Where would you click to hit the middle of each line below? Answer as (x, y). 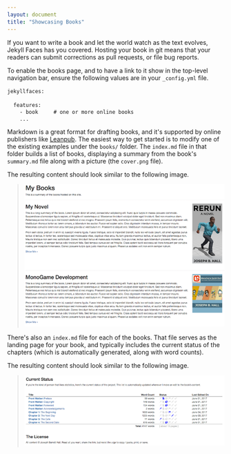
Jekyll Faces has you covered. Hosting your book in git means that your (109, 50)
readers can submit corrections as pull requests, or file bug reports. (103, 57)
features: (27, 105)
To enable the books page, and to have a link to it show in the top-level (108, 70)
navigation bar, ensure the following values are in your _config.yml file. (108, 78)
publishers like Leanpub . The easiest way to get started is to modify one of (113, 139)
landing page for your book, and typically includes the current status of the (114, 344)
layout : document (32, 14)
